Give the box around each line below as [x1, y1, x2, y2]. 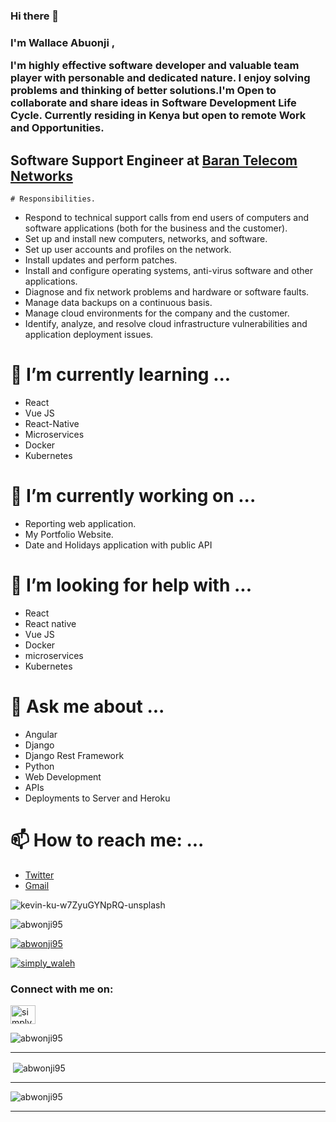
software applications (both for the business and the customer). [24, 222, 288, 234]
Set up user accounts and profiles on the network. [24, 244, 232, 256]
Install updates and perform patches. [24, 254, 178, 266]
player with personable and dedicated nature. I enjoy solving [10, 71, 311, 85]
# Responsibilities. [10, 194, 97, 204]
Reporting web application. [24, 517, 137, 529]
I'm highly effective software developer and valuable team [10, 59, 300, 73]
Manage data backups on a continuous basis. [24, 297, 213, 309]
